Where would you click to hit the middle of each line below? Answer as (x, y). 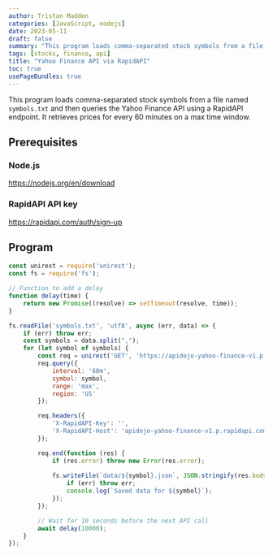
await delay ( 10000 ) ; (72, 528)
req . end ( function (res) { (82, 453)
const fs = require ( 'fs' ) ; (54, 274)
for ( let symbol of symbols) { (76, 349)
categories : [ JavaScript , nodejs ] (67, 24)
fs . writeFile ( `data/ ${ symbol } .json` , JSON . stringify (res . (152, 476)
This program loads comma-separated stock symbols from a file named (129, 99)
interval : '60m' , (81, 371)
